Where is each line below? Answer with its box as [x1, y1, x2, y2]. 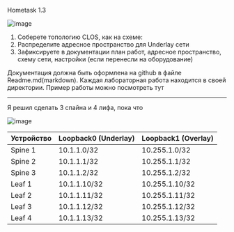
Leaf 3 [10, 202, 33, 211]
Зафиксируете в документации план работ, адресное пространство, [17, 48, 221, 56]
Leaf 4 [10, 213, 33, 222]
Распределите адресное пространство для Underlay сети [17, 40, 189, 48]
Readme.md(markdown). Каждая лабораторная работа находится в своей [7, 76, 226, 84]
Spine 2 [10, 157, 36, 166]
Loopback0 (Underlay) [58, 134, 135, 143]
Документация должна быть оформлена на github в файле [7, 69, 182, 77]
